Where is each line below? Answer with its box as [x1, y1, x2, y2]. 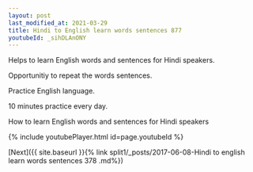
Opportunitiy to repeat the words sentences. [8, 71, 153, 80]
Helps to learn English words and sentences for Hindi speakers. [8, 55, 215, 65]
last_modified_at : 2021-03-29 [8, 19, 108, 27]
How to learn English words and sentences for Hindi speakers [8, 117, 210, 127]
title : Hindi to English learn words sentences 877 [8, 26, 182, 34]
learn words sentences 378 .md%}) [8, 156, 124, 166]
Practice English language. [8, 86, 95, 96]
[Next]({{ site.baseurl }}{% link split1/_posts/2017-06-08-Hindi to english [8, 147, 245, 157]
